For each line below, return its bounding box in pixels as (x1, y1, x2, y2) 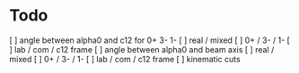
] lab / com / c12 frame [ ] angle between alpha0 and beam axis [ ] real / (9, 44, 275, 54)
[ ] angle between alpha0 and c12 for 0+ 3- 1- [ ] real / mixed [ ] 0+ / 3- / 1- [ (9, 35, 290, 45)
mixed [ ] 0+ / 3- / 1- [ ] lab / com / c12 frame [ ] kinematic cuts (9, 53, 241, 64)
